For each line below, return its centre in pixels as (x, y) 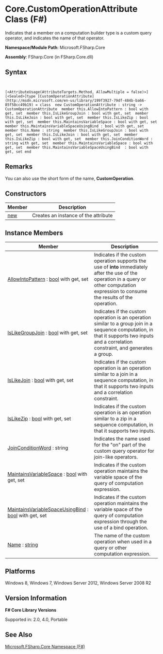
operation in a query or (120, 279)
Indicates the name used (122, 439)
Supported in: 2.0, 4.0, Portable (36, 619)
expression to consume (121, 291)
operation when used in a (123, 542)
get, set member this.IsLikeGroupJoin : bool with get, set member (77, 113)
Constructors (26, 193)
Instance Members (34, 233)
